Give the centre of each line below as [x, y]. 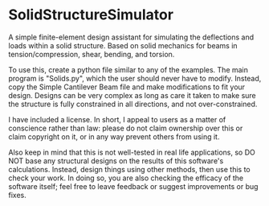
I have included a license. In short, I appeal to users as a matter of [117, 119]
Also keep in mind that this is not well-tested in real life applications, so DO [132, 152]
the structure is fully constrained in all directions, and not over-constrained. [133, 104]
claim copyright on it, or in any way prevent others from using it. [114, 136]
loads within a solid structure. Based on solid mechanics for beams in [123, 45]
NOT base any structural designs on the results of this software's [116, 161]
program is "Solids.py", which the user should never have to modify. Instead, [135, 78]
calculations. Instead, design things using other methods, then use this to [129, 169]
